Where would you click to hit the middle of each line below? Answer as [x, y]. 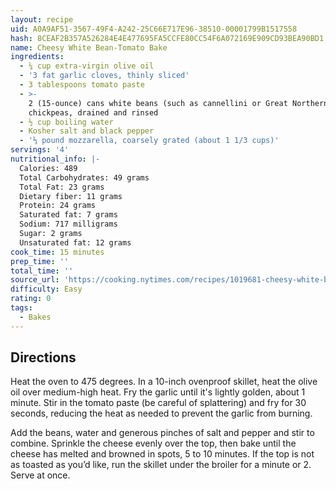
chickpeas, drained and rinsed [93, 112]
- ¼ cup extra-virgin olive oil [87, 66]
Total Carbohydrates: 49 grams [84, 177]
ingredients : [37, 57]
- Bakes [35, 317]
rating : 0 [31, 299]
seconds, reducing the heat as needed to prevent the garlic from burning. [161, 413]
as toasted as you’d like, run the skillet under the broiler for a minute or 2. [161, 465]
